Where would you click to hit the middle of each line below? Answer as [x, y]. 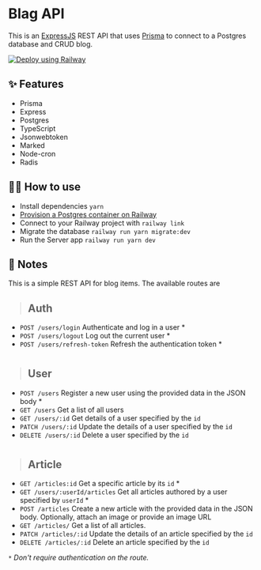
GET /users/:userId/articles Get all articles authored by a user [123, 492]
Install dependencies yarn [62, 206]
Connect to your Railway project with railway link [102, 223]
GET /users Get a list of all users [72, 410]
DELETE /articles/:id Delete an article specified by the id [114, 542]
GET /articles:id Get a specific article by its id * [100, 484]
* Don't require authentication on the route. [79, 557]
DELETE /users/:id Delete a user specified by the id [104, 435]
